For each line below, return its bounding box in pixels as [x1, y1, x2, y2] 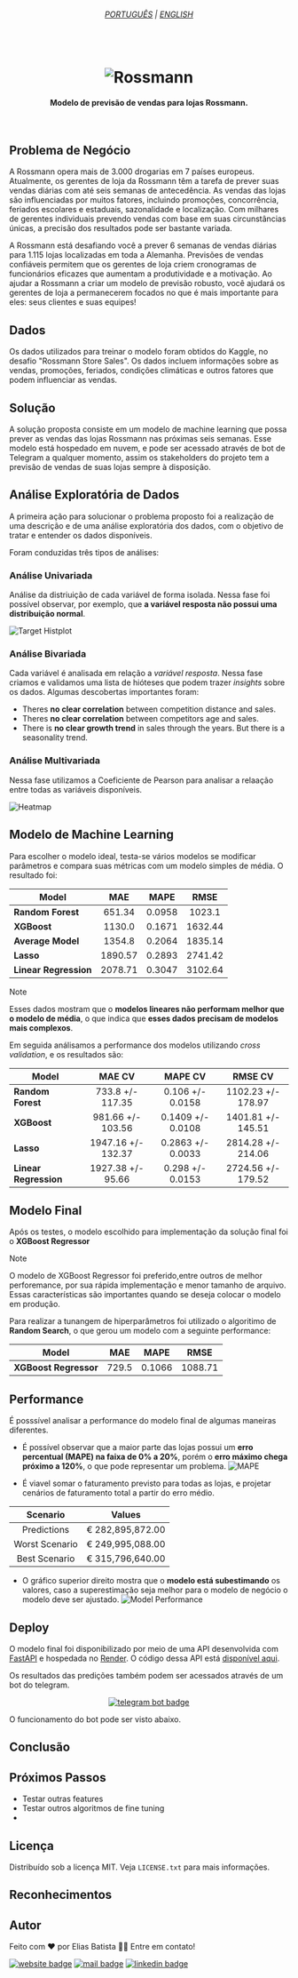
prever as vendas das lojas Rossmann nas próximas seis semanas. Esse [9, 434, 272, 444]
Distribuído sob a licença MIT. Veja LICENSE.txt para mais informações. [9, 1862, 271, 1872]
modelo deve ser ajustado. [21, 1594, 120, 1605]
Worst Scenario [13, 1538, 78, 1551]
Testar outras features [21, 1793, 104, 1805]
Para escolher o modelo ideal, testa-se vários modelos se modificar [9, 850, 256, 861]
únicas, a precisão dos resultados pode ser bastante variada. [9, 223, 232, 234]
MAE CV [98, 1070, 136, 1082]
